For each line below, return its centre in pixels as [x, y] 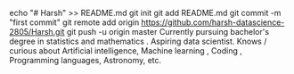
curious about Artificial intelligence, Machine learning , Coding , [126, 51]
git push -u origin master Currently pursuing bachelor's [168, 32]
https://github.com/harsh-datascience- [213, 22]
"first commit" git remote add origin [74, 22]
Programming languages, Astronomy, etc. [86, 60]
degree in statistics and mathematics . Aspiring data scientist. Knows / [138, 41]
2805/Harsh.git [37, 32]
